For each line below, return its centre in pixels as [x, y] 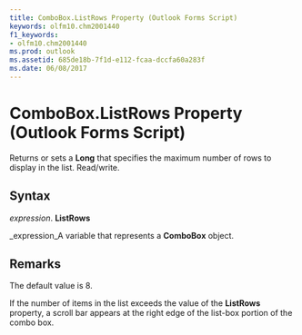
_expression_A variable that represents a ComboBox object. [122, 235]
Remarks [35, 264]
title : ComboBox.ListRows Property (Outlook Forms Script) [124, 18]
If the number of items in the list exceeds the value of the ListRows [135, 303]
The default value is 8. [51, 286]
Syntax [30, 196]
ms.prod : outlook [42, 52]
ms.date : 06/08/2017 [49, 69]
